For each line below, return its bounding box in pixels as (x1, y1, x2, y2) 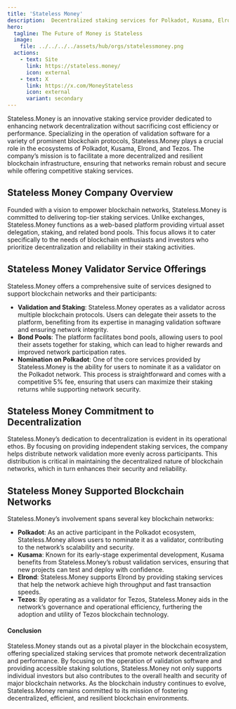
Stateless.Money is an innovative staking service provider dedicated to (7, 114, 212, 123)
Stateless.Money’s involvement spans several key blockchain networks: (7, 515, 214, 523)
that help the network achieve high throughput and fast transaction (17, 581, 211, 589)
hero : (7, 23, 23, 30)
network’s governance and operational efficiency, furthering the (17, 603, 202, 611)
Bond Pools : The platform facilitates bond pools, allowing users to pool (17, 333, 223, 341)
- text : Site (20, 56, 58, 63)
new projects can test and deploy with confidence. (17, 566, 164, 574)
